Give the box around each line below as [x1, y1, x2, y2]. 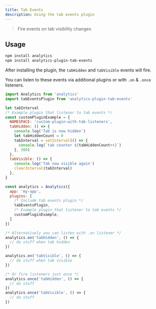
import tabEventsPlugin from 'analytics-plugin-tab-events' [5, 96, 133, 101]
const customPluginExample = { [5, 114, 70, 120]
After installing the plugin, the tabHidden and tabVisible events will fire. [5, 67, 152, 73]
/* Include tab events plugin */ [14, 198, 84, 203]
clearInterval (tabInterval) [14, 166, 72, 171]
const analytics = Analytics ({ [5, 184, 70, 189]
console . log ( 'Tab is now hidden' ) [14, 128, 86, 134]
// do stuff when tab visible [9, 258, 72, 263]
